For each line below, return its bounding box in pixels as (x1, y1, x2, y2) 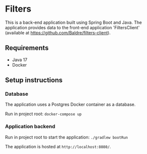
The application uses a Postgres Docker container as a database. (5, 102, 136, 107)
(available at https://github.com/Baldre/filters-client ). (5, 30, 111, 35)
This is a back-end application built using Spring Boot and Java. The (5, 19, 142, 25)
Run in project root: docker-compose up (5, 111, 82, 117)
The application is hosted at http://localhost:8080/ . (5, 143, 111, 149)
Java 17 (12, 57, 28, 63)
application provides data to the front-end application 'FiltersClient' (5, 24, 140, 30)
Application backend (5, 123, 55, 130)
